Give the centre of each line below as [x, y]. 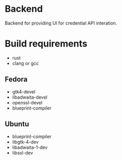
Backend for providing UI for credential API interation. [61, 23]
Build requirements [46, 44]
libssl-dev [23, 153]
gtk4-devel [24, 92]
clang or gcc [26, 63]
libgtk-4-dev [25, 142]
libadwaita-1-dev [30, 147]
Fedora [16, 79]
